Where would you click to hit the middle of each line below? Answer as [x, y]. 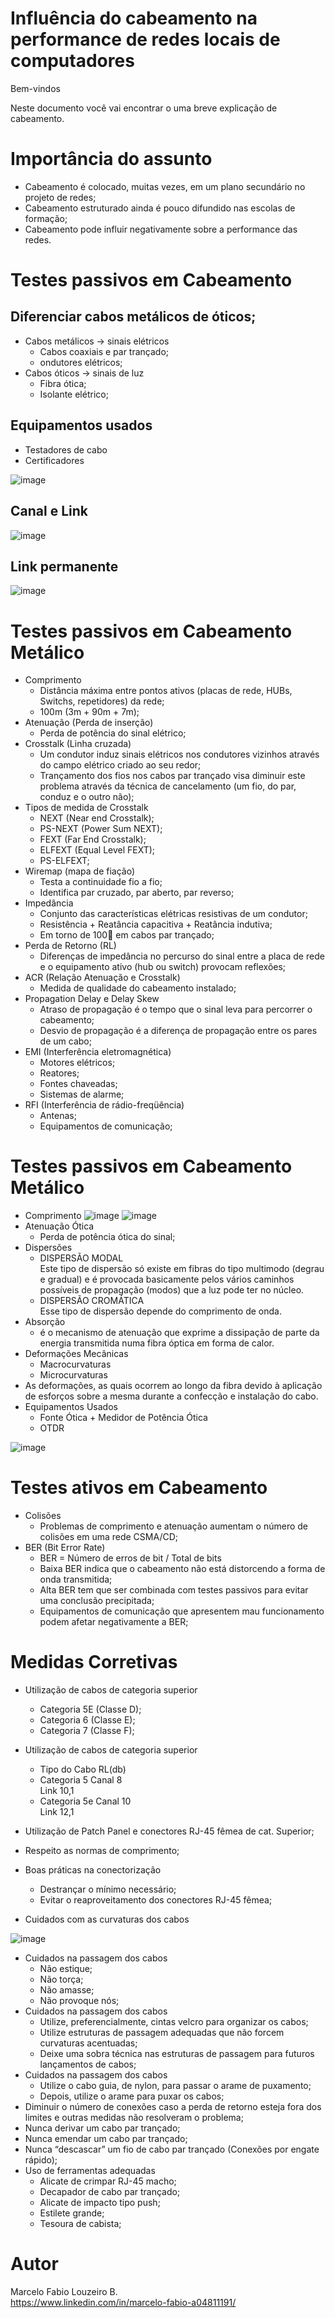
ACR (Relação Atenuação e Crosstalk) [102, 978]
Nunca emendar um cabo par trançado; [106, 2139]
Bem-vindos [35, 88]
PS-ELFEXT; [64, 861]
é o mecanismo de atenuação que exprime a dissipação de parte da [179, 1333]
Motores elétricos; [77, 1063]
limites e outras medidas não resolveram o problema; [134, 2118]
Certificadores [54, 460]
